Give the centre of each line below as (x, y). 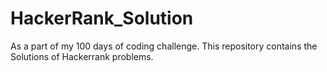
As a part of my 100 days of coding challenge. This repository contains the (164, 46)
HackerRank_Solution (102, 18)
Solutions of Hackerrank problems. (82, 56)
